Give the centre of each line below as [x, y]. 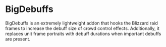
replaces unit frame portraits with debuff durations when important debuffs [83, 33]
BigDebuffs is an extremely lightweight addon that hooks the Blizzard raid [81, 23]
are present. [18, 39]
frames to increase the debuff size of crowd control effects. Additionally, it [82, 28]
